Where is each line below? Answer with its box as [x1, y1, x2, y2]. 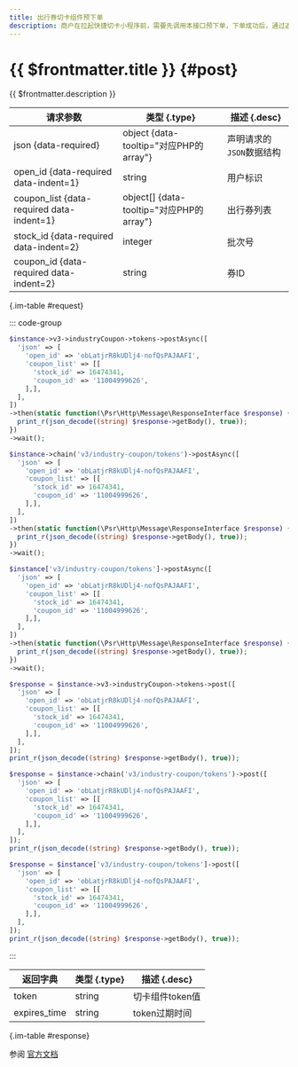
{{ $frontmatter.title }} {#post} [9, 59, 239, 80]
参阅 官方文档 [9, 1048, 59, 1059]
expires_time [13, 1006, 67, 1018]
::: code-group [9, 318, 62, 328]
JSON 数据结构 [226, 146, 281, 159]
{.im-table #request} [9, 301, 84, 311]
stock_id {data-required [13, 230, 114, 242]
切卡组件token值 [132, 990, 201, 1002]
